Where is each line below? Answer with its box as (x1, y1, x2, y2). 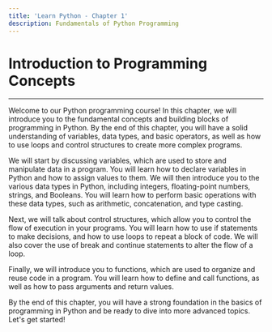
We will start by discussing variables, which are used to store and (8, 155, 227, 166)
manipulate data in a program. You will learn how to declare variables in (8, 164, 247, 174)
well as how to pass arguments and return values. (8, 282, 174, 292)
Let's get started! (8, 315, 66, 325)
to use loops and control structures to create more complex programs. (8, 140, 243, 150)
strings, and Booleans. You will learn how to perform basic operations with (8, 190, 257, 200)
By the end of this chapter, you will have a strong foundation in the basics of (8, 297, 262, 308)
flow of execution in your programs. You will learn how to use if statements (8, 223, 257, 233)
